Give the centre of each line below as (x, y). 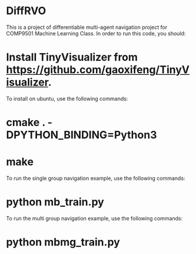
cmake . (26, 123)
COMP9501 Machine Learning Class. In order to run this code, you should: (96, 33)
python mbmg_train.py (63, 242)
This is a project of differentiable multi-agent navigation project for (87, 27)
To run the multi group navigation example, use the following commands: (94, 218)
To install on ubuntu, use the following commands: (67, 98)
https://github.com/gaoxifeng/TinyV (98, 70)
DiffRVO (26, 11)
